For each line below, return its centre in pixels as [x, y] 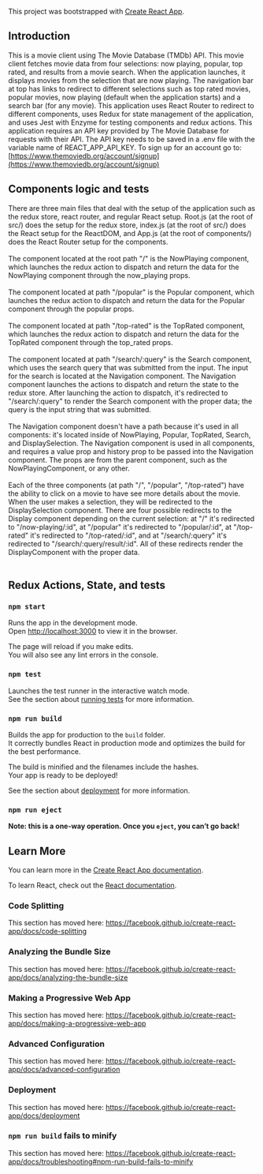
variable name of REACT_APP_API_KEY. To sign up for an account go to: [125, 147]
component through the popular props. [71, 309]
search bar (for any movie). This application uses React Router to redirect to [131, 105]
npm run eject [35, 810]
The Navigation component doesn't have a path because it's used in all [123, 426]
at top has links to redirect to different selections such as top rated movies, [130, 88]
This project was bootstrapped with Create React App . [96, 11]
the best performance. [44, 751]
